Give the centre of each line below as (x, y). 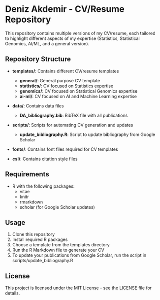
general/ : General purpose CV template (60, 80)
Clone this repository (33, 234)
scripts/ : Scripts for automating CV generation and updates (73, 125)
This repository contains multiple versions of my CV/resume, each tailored (80, 33)
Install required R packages (40, 239)
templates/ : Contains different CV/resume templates (65, 71)
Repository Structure (38, 59)
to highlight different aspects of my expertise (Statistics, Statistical (72, 38)
